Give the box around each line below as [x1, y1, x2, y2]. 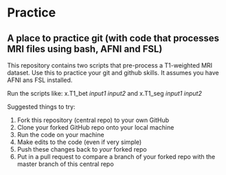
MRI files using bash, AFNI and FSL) [7, 43, 163, 54]
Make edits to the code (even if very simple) [16, 138, 142, 146]
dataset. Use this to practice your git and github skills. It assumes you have [7, 69, 219, 76]
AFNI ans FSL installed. [7, 76, 73, 84]
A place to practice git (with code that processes [7, 32, 220, 44]
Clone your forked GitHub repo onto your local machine [16, 123, 174, 132]
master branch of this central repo [16, 160, 115, 168]
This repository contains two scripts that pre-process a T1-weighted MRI [7, 61, 213, 70]
